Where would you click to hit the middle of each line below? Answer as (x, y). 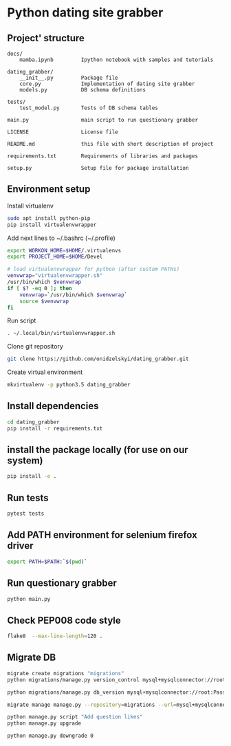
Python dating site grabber (85, 13)
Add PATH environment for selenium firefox (102, 535)
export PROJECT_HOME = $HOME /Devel (55, 257)
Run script (22, 320)
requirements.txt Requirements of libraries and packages (102, 156)
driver (20, 546)
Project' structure (46, 38)
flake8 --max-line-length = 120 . (55, 636)
